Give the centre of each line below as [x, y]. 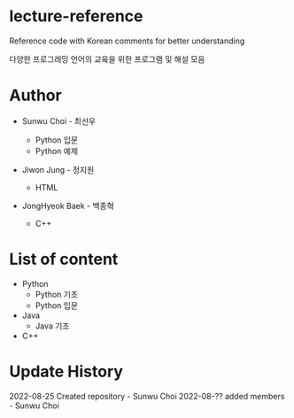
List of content [64, 259]
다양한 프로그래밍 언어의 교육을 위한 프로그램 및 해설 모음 [107, 58]
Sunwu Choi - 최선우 [59, 120]
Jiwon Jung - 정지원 [58, 169]
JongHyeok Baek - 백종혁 [68, 205]
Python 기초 [56, 294]
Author [35, 96]
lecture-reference [76, 16]
